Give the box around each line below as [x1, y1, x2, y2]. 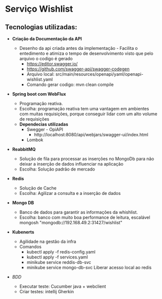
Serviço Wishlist [5, 3, 73, 15]
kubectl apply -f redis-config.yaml [26, 249, 96, 255]
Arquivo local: [26, 71, 55, 77]
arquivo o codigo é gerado [19, 56, 73, 62]
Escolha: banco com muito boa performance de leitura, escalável [19, 214, 150, 220]
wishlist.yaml [26, 77, 53, 82]
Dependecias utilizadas [19, 121, 68, 127]
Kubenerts [12, 229, 35, 235]
